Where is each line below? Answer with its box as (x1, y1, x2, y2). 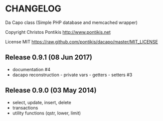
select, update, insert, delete (12, 99, 71, 105)
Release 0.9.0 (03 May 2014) (5, 86, 97, 95)
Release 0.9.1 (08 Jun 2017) (5, 53, 93, 62)
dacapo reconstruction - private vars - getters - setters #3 (12, 72, 133, 78)
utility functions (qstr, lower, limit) (12, 110, 81, 116)
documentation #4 (12, 66, 51, 72)
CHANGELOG (5, 3, 61, 14)
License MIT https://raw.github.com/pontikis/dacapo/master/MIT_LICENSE (5, 38, 159, 45)
